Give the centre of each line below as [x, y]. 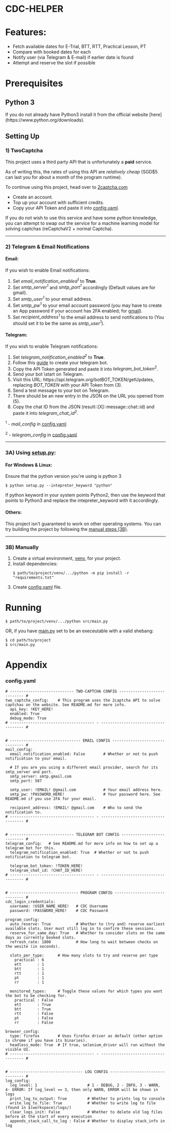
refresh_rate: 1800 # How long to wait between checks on [84, 942]
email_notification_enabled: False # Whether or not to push [84, 754]
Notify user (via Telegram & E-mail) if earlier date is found [73, 57]
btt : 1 [29, 969]
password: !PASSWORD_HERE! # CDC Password [59, 911]
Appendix [26, 665]
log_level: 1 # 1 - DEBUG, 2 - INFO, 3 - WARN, [85, 1085]
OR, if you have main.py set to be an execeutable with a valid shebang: [79, 631]
